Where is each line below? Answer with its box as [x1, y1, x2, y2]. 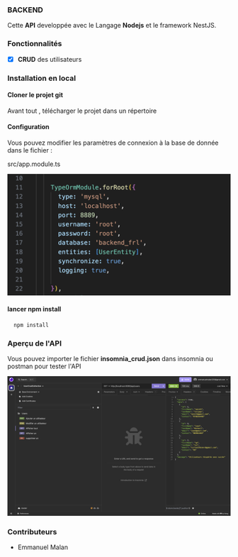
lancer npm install [7, 305, 62, 314]
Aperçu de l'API [7, 338, 62, 348]
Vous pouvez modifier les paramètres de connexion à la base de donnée [7, 138, 219, 147]
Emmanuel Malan [17, 543, 69, 551]
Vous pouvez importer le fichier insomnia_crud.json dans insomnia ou [7, 355, 214, 363]
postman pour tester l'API [7, 362, 81, 370]
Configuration [7, 123, 50, 131]
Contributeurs [7, 526, 57, 536]
